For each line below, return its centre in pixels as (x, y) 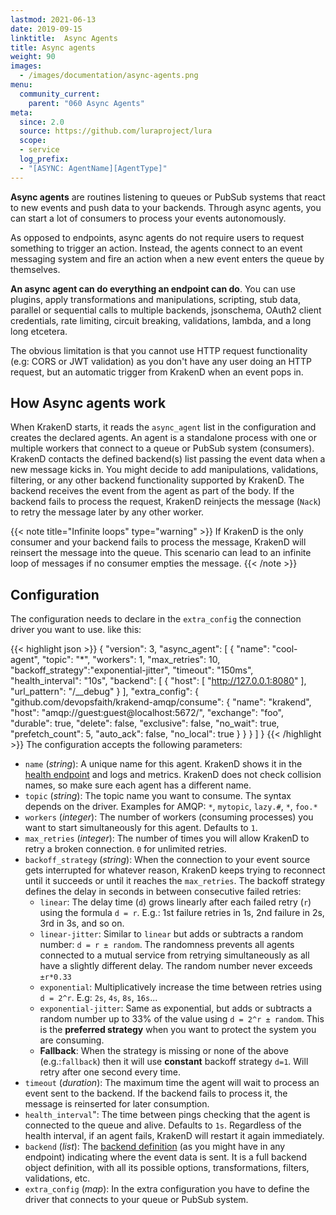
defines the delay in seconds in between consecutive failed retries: (163, 892)
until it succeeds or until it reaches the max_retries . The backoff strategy (175, 881)
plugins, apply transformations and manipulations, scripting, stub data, (156, 299)
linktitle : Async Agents (64, 38)
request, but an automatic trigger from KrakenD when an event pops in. (157, 372)
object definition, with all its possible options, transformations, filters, (167, 1168)
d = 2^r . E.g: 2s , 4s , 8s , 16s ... (98, 998)
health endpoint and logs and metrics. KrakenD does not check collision (173, 775)
